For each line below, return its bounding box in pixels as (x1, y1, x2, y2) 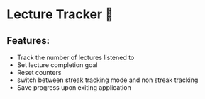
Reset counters (16, 69, 62, 76)
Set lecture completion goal (16, 61, 98, 69)
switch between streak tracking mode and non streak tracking (16, 76, 199, 84)
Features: (6, 35, 50, 47)
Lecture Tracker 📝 (6, 6, 114, 23)
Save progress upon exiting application (16, 83, 132, 91)
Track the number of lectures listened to (16, 53, 135, 62)
